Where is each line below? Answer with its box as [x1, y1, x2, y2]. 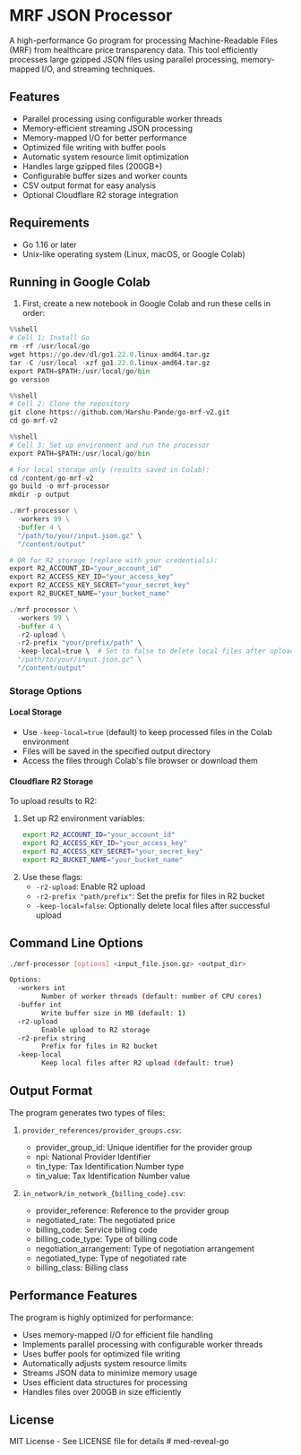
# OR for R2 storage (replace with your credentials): [9, 556, 219, 565]
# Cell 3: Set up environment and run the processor [9, 441, 211, 449]
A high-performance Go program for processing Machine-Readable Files [9, 35, 279, 46]
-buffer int [17, 1000, 63, 1010]
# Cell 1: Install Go [9, 333, 90, 343]
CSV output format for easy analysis [21, 180, 157, 191]
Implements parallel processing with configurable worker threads [21, 1339, 263, 1349]
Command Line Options [9, 936, 143, 951]
